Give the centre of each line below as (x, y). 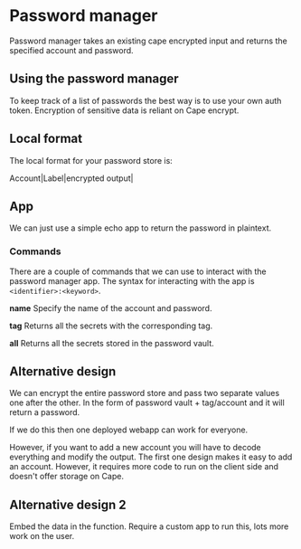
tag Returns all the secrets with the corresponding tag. (111, 326)
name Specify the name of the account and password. (111, 308)
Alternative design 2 (68, 504)
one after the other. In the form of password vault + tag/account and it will (147, 402)
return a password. (45, 412)
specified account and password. (71, 50)
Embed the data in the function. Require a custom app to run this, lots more (149, 526)
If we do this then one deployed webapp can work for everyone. (129, 430)
